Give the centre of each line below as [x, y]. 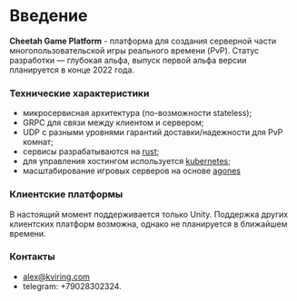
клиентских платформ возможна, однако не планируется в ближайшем [148, 224]
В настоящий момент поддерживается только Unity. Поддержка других [149, 214]
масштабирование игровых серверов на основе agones [131, 171]
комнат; [38, 142]
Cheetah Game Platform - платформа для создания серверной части [143, 41]
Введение [49, 16]
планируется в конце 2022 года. [72, 70]
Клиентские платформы [66, 194]
